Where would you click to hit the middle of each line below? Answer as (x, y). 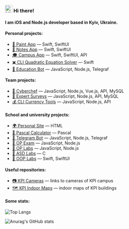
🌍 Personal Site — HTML (37, 126)
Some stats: (17, 201)
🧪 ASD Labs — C (29, 154)
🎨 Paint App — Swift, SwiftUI (40, 44)
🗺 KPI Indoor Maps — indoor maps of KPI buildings (64, 188)
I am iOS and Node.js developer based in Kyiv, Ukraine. (61, 22)
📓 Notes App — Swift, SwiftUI (41, 49)
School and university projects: (37, 115)
